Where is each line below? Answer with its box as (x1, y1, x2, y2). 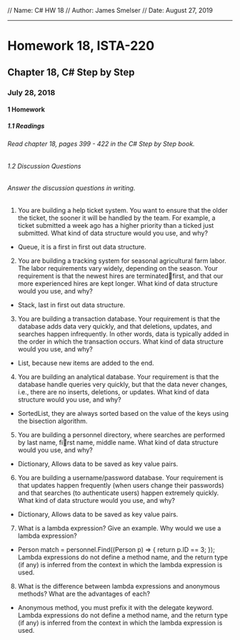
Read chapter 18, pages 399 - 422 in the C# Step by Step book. (7, 139, 195, 149)
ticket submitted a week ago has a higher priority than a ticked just (17, 221, 214, 229)
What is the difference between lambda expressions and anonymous (17, 581, 220, 590)
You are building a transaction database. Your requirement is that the (17, 314, 221, 323)
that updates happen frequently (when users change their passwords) (17, 481, 224, 489)
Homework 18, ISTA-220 (7, 38, 155, 54)
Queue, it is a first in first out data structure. (17, 242, 146, 251)
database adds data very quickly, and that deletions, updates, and (17, 321, 212, 331)
